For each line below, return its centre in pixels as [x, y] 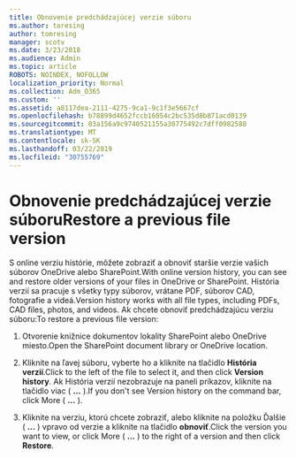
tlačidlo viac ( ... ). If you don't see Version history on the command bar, [152, 391]
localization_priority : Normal [67, 83]
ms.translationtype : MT [53, 133]
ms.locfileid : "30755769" [57, 157]
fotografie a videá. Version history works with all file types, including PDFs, [144, 301]
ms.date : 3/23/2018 [45, 50]
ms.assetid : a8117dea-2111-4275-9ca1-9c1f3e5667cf [104, 108]
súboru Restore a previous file [120, 220]
